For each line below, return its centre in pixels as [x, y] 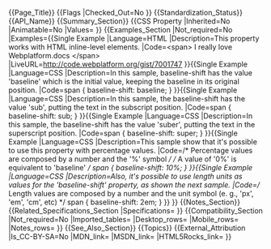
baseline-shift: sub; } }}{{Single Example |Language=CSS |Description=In [131, 116]
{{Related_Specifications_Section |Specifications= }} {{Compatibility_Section [135, 210]
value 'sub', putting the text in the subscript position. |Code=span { [120, 107]
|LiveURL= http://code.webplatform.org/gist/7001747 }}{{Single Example [128, 64]
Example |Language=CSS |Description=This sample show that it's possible [133, 142]
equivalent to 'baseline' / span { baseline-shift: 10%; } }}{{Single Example [131, 167]
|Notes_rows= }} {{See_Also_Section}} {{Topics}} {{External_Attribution [127, 228]
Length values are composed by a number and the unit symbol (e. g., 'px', [131, 193]
